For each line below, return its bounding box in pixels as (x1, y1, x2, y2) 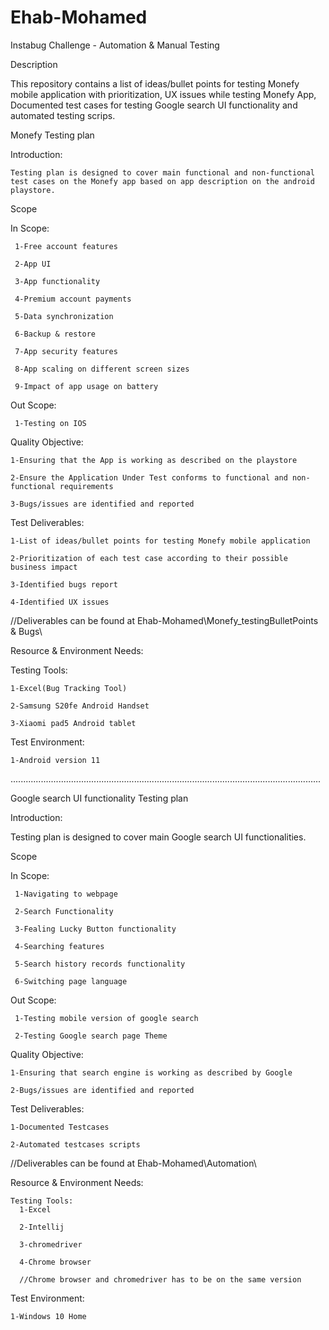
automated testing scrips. (10, 109, 116, 121)
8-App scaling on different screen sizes (14, 364, 190, 374)
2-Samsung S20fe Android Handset (10, 701, 150, 711)
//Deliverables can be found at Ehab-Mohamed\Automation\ (10, 1157, 257, 1169)
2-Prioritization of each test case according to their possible (10, 553, 288, 563)
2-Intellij (19, 1222, 65, 1232)
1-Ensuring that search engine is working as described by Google (10, 1067, 293, 1078)
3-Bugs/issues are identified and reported (10, 499, 195, 509)
